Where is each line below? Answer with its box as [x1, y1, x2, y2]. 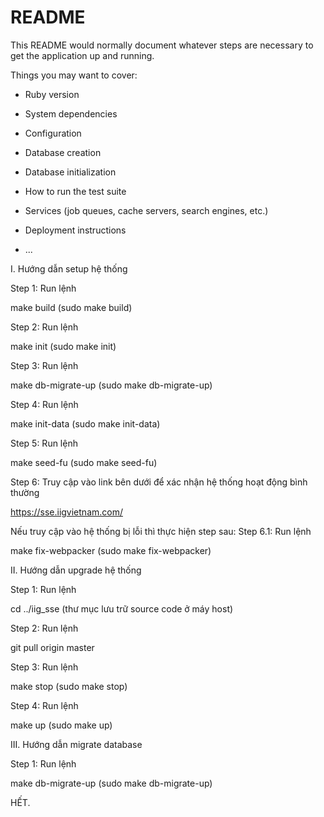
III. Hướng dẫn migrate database [10, 738, 143, 750]
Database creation [24, 146, 102, 158]
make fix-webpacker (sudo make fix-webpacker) [10, 544, 212, 556]
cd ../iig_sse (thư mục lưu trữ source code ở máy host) [10, 602, 234, 615]
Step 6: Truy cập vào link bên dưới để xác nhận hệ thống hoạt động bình [10, 476, 308, 488]
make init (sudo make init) [10, 340, 117, 352]
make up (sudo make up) [10, 719, 113, 731]
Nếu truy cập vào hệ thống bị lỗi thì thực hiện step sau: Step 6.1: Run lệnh [10, 525, 312, 537]
